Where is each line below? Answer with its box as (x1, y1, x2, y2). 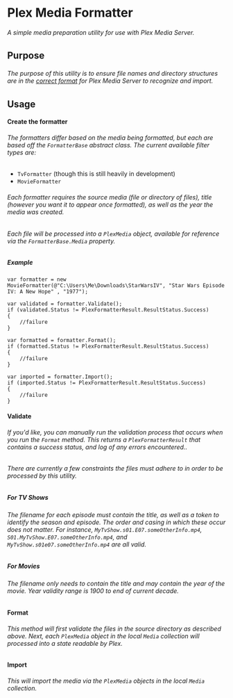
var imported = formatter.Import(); (7, 373, 113, 380)
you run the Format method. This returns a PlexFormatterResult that (7, 435, 201, 444)
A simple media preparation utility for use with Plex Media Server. (7, 28, 195, 36)
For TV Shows (7, 493, 49, 501)
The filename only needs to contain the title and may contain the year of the (7, 579, 225, 588)
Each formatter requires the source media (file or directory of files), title (7, 193, 212, 201)
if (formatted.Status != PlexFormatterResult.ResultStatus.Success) (7, 343, 209, 350)
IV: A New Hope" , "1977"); (7, 288, 89, 295)
